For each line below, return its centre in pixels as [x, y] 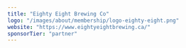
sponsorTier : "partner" [43, 34]
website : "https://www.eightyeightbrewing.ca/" [79, 27]
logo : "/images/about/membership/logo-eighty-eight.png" [93, 20]
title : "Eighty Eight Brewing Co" [59, 14]
